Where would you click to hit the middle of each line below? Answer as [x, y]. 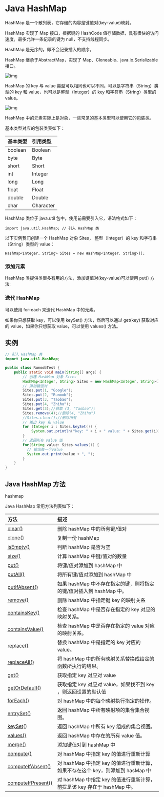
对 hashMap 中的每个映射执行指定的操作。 [106, 701]
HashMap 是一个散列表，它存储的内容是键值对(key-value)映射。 [70, 22]
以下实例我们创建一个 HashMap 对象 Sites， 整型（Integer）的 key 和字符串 [81, 238]
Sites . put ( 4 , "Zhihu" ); [47, 404]
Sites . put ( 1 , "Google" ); [48, 390]
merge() [17, 745]
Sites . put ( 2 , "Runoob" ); [48, 395]
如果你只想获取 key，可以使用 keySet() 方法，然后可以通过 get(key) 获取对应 [82, 320]
